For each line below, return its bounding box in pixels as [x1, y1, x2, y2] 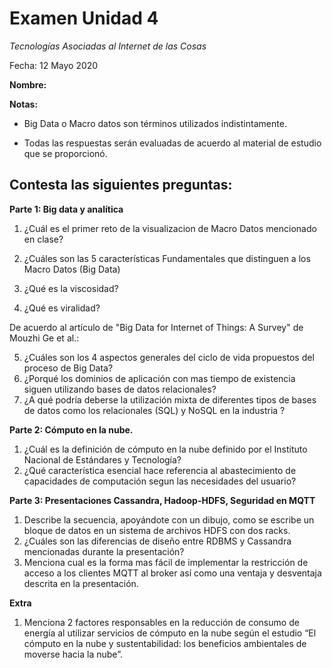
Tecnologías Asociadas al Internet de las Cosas [9, 40, 207, 52]
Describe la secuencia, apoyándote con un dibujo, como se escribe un [23, 513, 315, 526]
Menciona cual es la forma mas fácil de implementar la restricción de [23, 556, 309, 568]
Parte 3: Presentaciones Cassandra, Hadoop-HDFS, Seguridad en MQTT [9, 494, 316, 506]
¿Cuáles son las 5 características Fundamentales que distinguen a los [23, 252, 311, 264]
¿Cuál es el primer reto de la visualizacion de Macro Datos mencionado [23, 222, 317, 234]
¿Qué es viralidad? [23, 302, 101, 314]
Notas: [9, 98, 39, 110]
